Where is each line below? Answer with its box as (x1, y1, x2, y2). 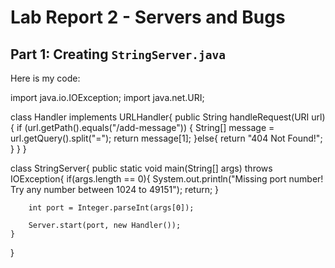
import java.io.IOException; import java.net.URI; (10, 92, 205, 103)
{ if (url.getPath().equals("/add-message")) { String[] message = (10, 122, 275, 133)
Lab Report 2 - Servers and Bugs (10, 6, 286, 29)
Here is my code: (10, 72, 81, 84)
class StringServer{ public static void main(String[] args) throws (10, 162, 273, 174)
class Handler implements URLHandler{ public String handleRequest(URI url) (10, 111, 326, 123)
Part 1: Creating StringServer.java (10, 46, 227, 63)
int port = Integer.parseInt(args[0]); (28, 203, 195, 213)
